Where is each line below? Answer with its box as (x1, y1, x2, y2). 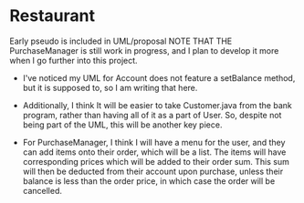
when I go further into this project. (9, 55, 139, 66)
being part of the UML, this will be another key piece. (22, 119, 223, 130)
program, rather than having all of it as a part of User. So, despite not (22, 109, 282, 120)
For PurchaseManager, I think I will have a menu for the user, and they (22, 137, 286, 147)
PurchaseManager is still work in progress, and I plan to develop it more (9, 45, 279, 56)
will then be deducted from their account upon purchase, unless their (22, 166, 284, 177)
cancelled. (22, 185, 62, 196)
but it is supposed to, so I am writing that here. (22, 82, 198, 93)
